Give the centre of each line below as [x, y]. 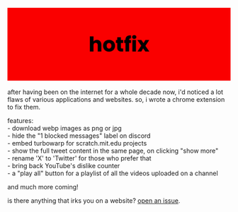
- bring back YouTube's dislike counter [64, 166]
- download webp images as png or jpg [64, 129]
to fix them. [24, 107]
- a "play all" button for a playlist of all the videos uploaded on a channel [113, 173]
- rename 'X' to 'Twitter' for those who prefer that [79, 158]
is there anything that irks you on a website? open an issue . [94, 201]
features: [21, 121]
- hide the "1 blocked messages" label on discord [79, 136]
